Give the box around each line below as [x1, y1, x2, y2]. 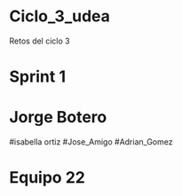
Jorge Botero [9, 107, 107, 128]
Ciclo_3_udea [9, 6, 111, 27]
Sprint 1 [9, 67, 67, 87]
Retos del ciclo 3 [9, 35, 70, 46]
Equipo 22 [9, 168, 86, 188]
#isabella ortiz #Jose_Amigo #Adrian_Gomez [9, 137, 173, 147]
